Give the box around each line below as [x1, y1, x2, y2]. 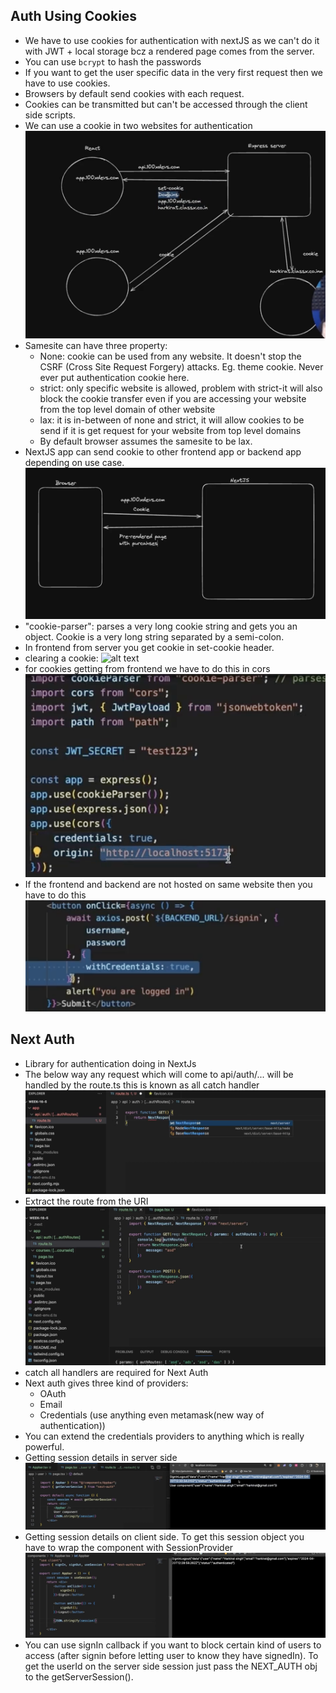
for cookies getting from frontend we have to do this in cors [24, 663, 271, 675]
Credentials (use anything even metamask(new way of [39, 1409, 265, 1421]
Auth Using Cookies [10, 8, 138, 25]
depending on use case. [24, 456, 125, 468]
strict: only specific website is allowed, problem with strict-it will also [39, 382, 323, 394]
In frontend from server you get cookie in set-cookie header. [24, 642, 275, 654]
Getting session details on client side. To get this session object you [24, 1531, 305, 1543]
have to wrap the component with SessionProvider [24, 1542, 234, 1554]
